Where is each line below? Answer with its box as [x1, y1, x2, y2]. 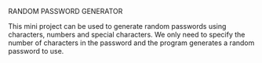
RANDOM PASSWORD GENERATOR [8, 7, 123, 16]
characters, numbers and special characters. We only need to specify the [8, 30, 246, 39]
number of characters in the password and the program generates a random [8, 38, 255, 47]
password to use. [8, 47, 64, 55]
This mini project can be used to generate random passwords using [8, 22, 227, 30]
